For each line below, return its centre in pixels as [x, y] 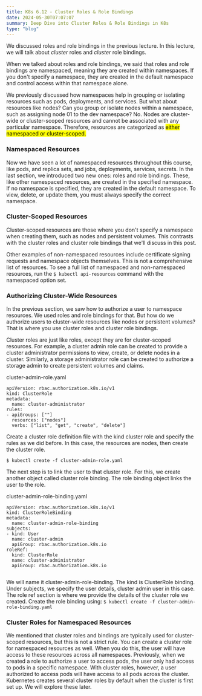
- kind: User [23, 534]
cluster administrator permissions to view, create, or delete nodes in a [93, 353]
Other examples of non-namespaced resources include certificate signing [98, 254]
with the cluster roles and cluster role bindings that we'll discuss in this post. [101, 242]
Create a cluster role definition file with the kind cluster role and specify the [100, 437]
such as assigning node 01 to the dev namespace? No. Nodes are [88, 114]
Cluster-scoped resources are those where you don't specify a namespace [100, 230]
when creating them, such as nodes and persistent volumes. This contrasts [100, 236]
